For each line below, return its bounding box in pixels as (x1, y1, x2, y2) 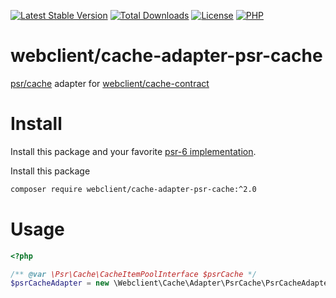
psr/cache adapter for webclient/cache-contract (10, 77, 210, 89)
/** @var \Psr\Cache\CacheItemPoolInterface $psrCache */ (10, 269, 257, 279)
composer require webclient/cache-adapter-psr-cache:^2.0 (10, 184, 257, 194)
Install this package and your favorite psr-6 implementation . (10, 145, 257, 157)
